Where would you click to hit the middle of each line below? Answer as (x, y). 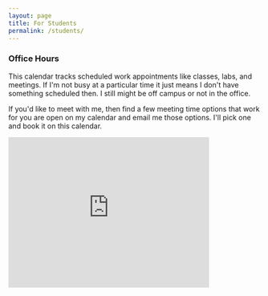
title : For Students (43, 23)
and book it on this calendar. (55, 126)
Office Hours (34, 59)
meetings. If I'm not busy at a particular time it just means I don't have (124, 84)
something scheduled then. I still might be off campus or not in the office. (130, 93)
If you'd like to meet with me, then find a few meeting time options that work (134, 108)
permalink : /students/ (46, 30)
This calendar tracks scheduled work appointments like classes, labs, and (130, 76)
